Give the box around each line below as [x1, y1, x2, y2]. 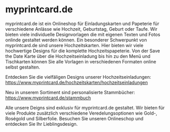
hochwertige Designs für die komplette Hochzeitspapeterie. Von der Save [5, 48, 160, 54]
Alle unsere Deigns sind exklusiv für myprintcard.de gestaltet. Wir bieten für [5, 104, 165, 111]
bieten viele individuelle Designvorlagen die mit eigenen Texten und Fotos [5, 31, 161, 37]
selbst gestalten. [5, 64, 40, 70]
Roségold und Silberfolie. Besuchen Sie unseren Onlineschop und [5, 115, 144, 121]
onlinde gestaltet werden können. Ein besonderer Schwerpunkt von [5, 37, 147, 43]
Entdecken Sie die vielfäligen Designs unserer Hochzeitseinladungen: [5, 74, 152, 80]
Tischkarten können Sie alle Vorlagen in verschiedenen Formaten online [5, 58, 157, 64]
